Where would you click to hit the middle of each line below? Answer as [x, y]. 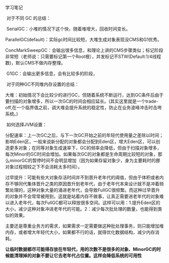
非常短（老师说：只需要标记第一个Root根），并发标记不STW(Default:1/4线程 [83, 56]
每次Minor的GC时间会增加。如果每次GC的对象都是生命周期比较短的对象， [82, 154]
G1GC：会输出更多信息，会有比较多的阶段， [52, 74]
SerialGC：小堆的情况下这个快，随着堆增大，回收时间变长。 [68, 29]
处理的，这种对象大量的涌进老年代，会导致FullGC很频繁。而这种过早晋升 [84, 190]
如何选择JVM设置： [27, 124]
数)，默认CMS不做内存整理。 [35, 63]
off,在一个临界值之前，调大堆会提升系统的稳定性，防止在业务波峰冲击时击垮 [83, 108]
